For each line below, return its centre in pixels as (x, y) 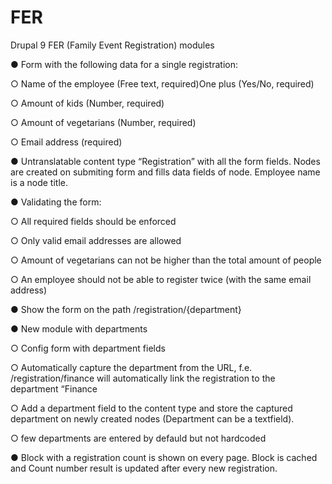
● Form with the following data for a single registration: (124, 64)
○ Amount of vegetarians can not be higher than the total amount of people (166, 260)
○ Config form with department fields (88, 348)
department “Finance (54, 388)
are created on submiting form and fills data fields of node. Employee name (165, 172)
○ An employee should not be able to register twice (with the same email (161, 279)
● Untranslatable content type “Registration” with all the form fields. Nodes (165, 161)
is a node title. (39, 182)
